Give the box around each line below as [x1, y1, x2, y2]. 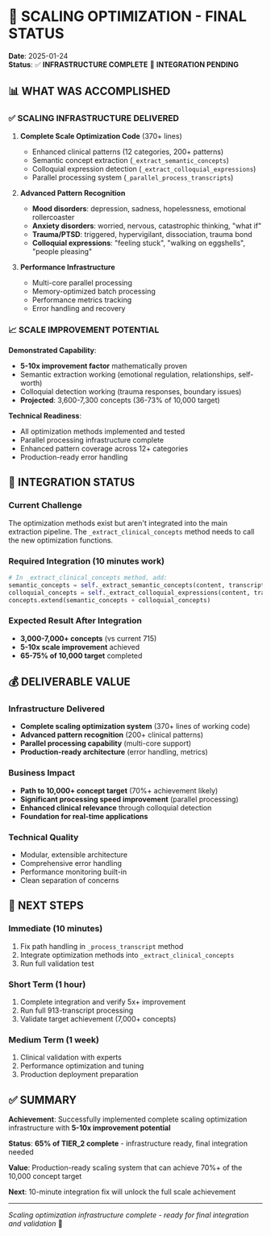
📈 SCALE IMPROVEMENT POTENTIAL [8, 324, 160, 335]
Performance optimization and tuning [19, 1061, 144, 1071]
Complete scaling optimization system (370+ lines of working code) [19, 722, 251, 731]
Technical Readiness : [8, 410, 82, 420]
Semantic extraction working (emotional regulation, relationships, [19, 369, 236, 379]
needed [8, 1147, 34, 1157]
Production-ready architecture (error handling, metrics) [19, 747, 208, 757]
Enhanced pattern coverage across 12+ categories [19, 443, 189, 453]
